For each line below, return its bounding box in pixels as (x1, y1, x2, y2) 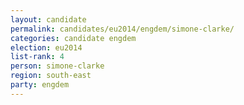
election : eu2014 (10, 42, 83, 53)
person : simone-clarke (10, 61, 105, 71)
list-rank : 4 (10, 52, 65, 62)
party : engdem (10, 80, 70, 90)
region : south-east (10, 71, 92, 81)
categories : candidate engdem (10, 33, 137, 43)
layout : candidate (10, 14, 87, 25)
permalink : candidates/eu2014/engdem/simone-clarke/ (10, 24, 235, 34)
